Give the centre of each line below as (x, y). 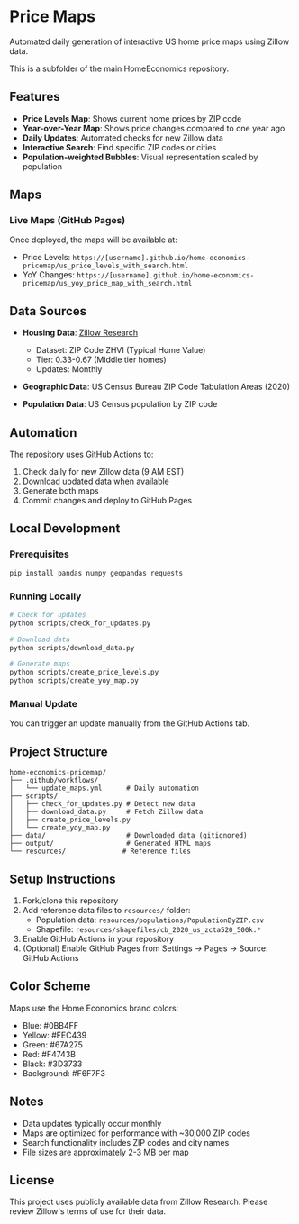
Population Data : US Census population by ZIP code (120, 404)
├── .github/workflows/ (54, 781)
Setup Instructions (63, 879)
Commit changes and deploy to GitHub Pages (107, 501)
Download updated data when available (95, 481)
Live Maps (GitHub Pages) (68, 221)
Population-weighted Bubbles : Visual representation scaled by (140, 157)
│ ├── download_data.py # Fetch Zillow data (106, 812)
